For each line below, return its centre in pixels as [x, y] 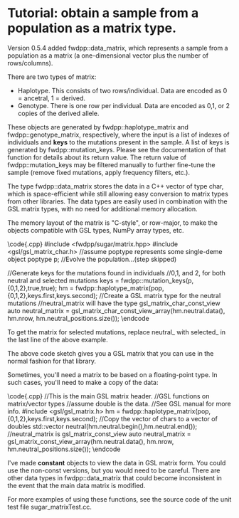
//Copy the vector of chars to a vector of [159, 418]
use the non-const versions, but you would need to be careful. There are [114, 470]
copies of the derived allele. [58, 113]
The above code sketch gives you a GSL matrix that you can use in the [111, 353]
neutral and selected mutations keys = [63, 280]
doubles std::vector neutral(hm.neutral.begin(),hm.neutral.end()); [102, 426]
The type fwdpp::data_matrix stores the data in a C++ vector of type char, [116, 186]
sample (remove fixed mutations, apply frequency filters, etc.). [99, 172]
